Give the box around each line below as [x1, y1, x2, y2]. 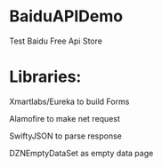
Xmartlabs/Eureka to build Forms [9, 96, 130, 107]
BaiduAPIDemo [9, 6, 123, 27]
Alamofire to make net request [9, 113, 120, 123]
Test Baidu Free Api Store [9, 36, 102, 46]
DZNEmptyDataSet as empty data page [9, 147, 154, 158]
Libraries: [9, 67, 82, 87]
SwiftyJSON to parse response [9, 131, 123, 141]
